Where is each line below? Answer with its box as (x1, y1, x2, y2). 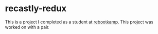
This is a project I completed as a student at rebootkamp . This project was (5, 19, 154, 25)
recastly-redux (5, 3, 67, 14)
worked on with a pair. (5, 24, 50, 30)
